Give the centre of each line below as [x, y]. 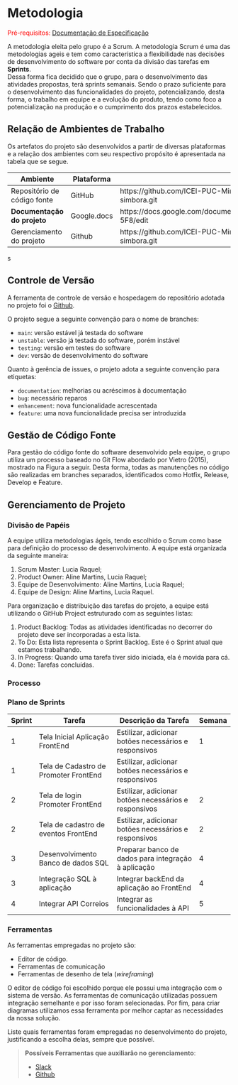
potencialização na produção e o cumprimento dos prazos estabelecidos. [115, 107]
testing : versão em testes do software [74, 348]
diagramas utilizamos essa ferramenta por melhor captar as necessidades [115, 1010]
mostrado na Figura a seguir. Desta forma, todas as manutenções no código [118, 467]
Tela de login [60, 795]
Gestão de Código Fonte [62, 435]
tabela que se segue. [38, 161]
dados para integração [154, 858]
